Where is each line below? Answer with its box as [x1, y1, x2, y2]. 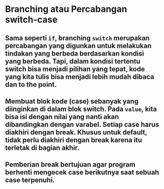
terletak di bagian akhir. [5, 143, 80, 152]
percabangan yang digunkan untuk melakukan [5, 41, 152, 50]
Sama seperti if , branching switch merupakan [5, 34, 150, 42]
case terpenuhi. [5, 176, 55, 185]
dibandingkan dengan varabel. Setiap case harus [5, 120, 160, 128]
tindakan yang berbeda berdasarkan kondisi [5, 49, 144, 58]
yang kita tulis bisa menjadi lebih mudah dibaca [5, 72, 155, 81]
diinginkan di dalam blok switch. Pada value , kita [5, 105, 157, 113]
